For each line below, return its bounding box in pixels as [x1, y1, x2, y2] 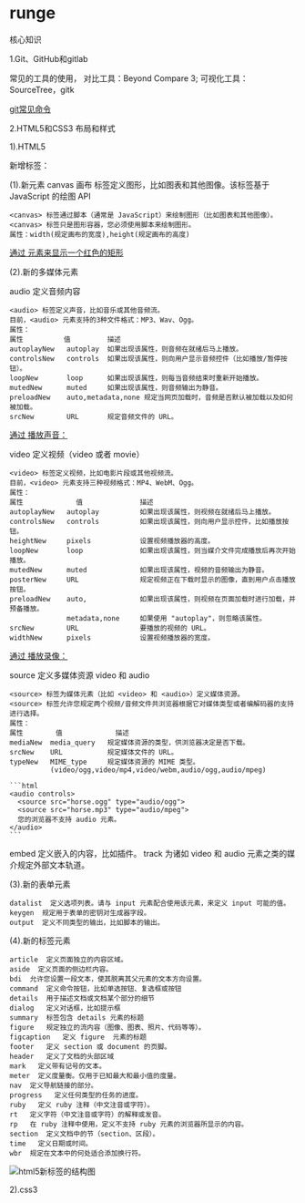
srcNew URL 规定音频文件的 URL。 [9, 412, 178, 421]
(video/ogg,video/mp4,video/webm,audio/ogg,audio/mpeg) [49, 765, 267, 775]
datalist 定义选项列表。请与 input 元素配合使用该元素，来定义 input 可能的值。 [9, 899, 290, 908]
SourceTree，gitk [9, 84, 75, 95]
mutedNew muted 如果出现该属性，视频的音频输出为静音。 [9, 565, 269, 574]
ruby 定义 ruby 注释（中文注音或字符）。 [9, 1100, 155, 1109]
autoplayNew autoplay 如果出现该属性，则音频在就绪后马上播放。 [9, 344, 243, 354]
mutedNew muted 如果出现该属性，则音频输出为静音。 [9, 383, 223, 392]
